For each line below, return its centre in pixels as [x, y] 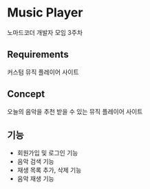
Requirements [38, 55]
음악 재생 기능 [35, 179]
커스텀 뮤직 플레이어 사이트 [43, 72]
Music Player [45, 13]
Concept [26, 94]
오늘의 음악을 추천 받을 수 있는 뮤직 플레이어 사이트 [75, 111]
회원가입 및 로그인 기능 [47, 153]
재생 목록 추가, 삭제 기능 [49, 170]
